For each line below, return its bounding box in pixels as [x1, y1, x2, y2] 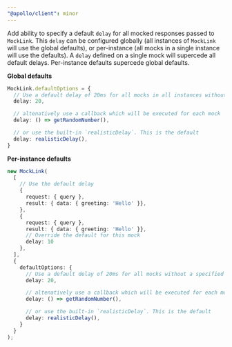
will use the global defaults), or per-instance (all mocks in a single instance [7, 43, 220, 52]
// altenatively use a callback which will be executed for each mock [13, 110, 221, 117]
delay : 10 [25, 239, 54, 246]
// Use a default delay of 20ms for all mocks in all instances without [13, 91, 227, 99]
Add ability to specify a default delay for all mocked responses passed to [7, 29, 215, 37]
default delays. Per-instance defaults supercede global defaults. [7, 58, 190, 66]
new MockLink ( [7, 168, 48, 175]
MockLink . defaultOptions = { [7, 85, 91, 92]
